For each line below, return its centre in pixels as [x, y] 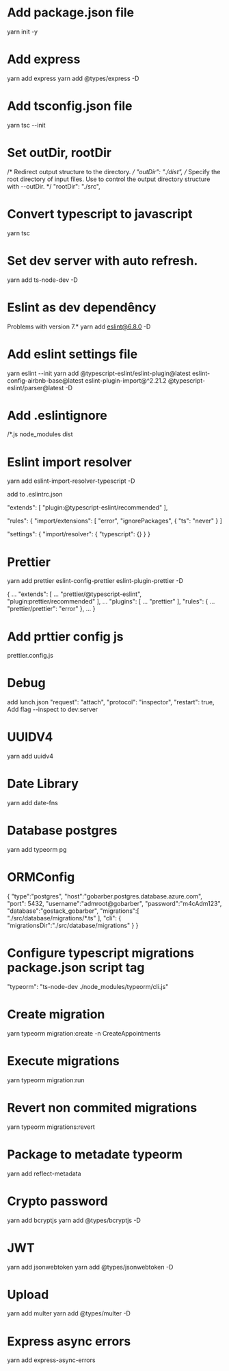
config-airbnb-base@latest [45, 380]
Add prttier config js [65, 636]
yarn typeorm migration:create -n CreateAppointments [84, 1033]
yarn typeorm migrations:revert [51, 1127]
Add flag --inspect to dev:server [53, 710]
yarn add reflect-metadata [44, 1173]
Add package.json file [71, 13]
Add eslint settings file [72, 354]
